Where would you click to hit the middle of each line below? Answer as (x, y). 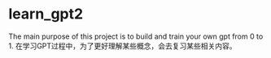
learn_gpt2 (46, 14)
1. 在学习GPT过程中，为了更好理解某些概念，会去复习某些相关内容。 (123, 46)
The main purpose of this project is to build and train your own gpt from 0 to (136, 36)
